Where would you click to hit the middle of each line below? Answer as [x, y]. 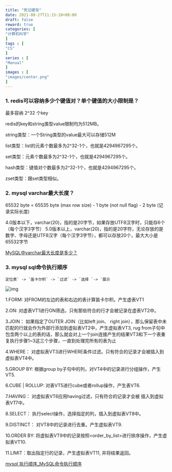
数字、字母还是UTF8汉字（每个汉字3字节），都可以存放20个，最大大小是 [82, 235]
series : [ [17, 58]
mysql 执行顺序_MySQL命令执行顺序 [44, 464]
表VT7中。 [16, 403]
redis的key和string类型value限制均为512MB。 [53, 124]
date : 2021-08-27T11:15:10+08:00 [41, 15]
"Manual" [15, 63]
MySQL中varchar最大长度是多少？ [42, 253]
